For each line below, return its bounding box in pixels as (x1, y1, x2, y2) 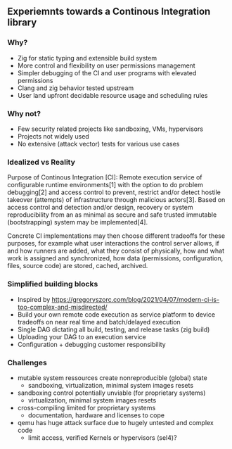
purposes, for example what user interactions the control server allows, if (7, 239, 219, 248)
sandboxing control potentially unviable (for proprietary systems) (17, 388, 206, 397)
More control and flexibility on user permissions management (17, 61, 195, 70)
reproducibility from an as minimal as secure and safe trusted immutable (7, 210, 217, 219)
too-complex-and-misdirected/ (17, 303, 108, 311)
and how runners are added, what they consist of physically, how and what (7, 246, 225, 255)
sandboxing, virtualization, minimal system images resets (27, 381, 194, 389)
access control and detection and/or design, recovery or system (7, 203, 193, 212)
